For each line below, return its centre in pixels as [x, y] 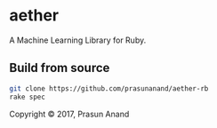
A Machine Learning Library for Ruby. [78, 40]
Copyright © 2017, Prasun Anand [69, 114]
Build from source [60, 68]
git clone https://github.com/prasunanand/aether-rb [109, 88]
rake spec [28, 97]
